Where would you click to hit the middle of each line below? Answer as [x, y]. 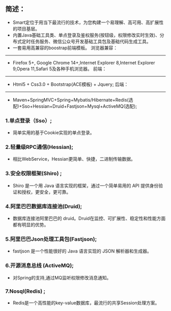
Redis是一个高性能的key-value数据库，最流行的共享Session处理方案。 [86, 303]
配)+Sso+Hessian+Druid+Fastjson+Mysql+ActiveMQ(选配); [75, 106]
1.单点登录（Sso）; [29, 120]
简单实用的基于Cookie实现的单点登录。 [54, 133]
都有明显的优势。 [31, 225]
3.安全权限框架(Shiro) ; [34, 173]
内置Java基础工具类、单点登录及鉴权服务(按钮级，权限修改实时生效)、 [86, 35]
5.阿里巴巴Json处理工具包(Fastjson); [51, 239]
